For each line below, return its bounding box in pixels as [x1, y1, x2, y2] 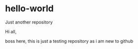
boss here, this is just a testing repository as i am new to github [5, 38, 134, 44]
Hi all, [5, 28, 17, 34]
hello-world [5, 3, 54, 14]
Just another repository [5, 19, 53, 25]
